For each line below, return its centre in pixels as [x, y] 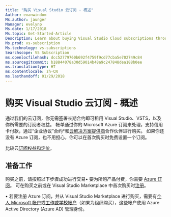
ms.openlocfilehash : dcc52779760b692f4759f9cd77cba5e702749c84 [74, 57]
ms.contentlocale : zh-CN [32, 72]
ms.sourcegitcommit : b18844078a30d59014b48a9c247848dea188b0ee [74, 62]
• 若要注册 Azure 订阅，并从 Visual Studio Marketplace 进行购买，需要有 [81, 196]
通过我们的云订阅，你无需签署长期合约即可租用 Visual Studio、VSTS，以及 [83, 118]
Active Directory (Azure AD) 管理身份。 [46, 209]
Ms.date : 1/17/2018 [26, 29]
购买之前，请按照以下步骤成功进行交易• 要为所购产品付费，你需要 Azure [81, 179]
